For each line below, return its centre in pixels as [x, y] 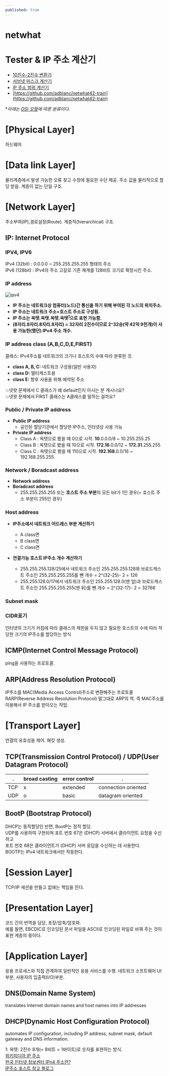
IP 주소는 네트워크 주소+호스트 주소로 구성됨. [56, 312]
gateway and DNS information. [37, 1039]
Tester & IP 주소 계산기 [51, 60]
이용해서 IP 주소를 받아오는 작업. [37, 705]
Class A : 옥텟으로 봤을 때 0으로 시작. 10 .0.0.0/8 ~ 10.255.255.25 [85, 438]
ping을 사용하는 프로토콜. [30, 663]
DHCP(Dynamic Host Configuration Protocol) [77, 1021]
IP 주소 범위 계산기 [31, 87]
